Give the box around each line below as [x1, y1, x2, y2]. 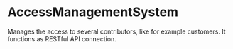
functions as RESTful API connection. [7, 34, 117, 43]
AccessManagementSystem [7, 4, 179, 20]
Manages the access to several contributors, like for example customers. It [7, 27, 226, 36]
